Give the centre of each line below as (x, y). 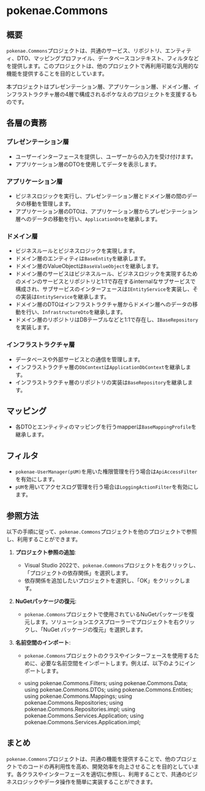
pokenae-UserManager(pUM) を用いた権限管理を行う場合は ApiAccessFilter (106, 471)
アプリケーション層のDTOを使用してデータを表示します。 (88, 164)
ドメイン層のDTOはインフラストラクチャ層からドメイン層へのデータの (104, 304)
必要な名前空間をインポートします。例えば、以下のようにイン (118, 663)
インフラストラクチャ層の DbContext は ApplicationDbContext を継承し (100, 367)
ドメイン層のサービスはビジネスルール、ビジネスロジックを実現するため (106, 274)
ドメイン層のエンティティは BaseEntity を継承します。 (82, 258)
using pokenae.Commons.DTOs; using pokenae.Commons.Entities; (109, 690)
